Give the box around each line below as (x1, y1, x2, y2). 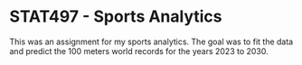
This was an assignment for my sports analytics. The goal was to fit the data (9, 36, 294, 47)
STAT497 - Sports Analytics (9, 6, 223, 27)
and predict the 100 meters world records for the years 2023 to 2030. (9, 45, 269, 56)
